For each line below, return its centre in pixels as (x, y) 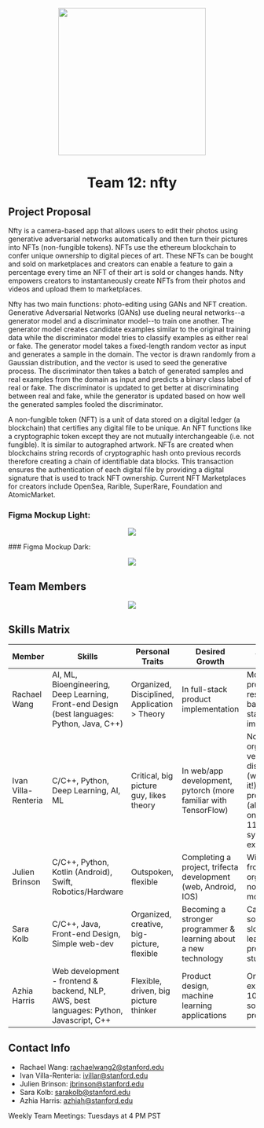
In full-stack (205, 689)
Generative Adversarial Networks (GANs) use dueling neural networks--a (126, 313)
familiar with (204, 800)
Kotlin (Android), (82, 872)
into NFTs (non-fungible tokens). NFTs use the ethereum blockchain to (122, 247)
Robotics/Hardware (88, 892)
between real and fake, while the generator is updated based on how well (127, 396)
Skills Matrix (39, 630)
